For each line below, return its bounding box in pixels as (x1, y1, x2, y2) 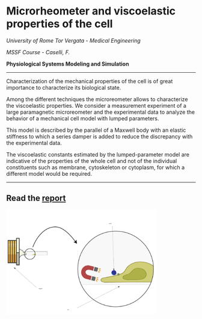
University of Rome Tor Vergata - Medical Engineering (6, 37, 141, 44)
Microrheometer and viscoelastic (6, 4, 176, 18)
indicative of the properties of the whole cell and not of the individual (6, 157, 177, 164)
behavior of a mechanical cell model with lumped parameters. (6, 114, 159, 122)
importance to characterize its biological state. (6, 84, 121, 91)
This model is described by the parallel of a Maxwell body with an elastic (6, 126, 186, 134)
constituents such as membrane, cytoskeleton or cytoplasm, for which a (6, 164, 185, 171)
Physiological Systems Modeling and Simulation (6, 60, 129, 67)
